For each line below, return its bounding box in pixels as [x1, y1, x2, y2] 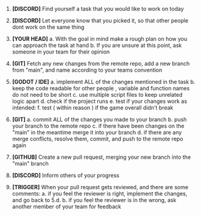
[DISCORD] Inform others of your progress [12, 172, 120, 179]
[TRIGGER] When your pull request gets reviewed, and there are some [12, 184, 189, 190]
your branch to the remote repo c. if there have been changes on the [12, 122, 185, 130]
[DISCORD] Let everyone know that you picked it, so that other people [12, 17, 189, 24]
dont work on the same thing [12, 24, 85, 30]
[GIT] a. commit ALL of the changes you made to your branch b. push [12, 116, 187, 123]
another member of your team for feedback [12, 203, 122, 210]
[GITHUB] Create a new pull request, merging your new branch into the [12, 153, 191, 161]
